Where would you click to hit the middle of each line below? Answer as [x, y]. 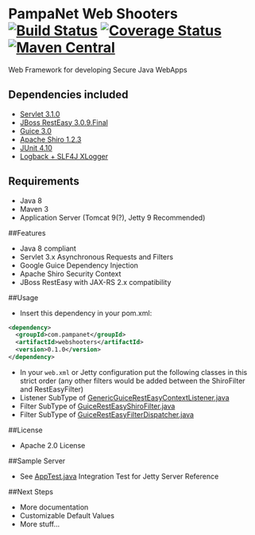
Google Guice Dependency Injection [79, 265]
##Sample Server [37, 461]
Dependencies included [68, 95]
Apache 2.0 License [52, 445]
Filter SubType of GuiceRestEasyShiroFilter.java [97, 406]
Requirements [44, 181]
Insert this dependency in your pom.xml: [86, 313]
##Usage [23, 297]
